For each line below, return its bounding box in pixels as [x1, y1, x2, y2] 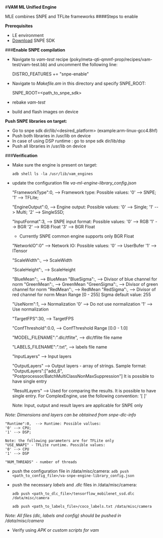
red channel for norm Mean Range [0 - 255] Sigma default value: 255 [12, 292, 151, 297]
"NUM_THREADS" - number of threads [5, 460, 77, 464]
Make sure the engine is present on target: [12, 162, 97, 167]
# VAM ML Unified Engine [5, 4, 57, 10]
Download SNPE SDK [12, 37, 55, 43]
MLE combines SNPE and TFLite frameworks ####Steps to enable [5, 14, 138, 19]
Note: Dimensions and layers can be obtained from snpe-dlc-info [5, 412, 136, 418]
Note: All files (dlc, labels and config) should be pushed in [5, 513, 122, 518]
